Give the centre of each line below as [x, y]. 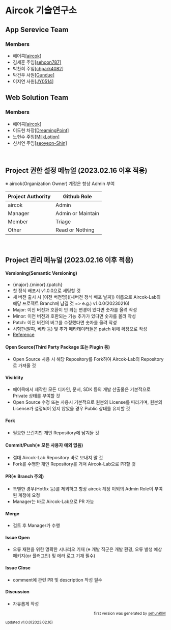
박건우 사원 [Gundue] [34, 75]
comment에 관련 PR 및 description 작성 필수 [58, 580]
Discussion [17, 592]
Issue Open [18, 537]
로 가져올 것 [24, 365]
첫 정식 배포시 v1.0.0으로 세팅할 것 [47, 291]
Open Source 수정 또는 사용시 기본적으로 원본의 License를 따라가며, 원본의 [88, 402]
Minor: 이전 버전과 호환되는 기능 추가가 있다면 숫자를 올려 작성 [74, 316]
